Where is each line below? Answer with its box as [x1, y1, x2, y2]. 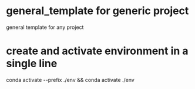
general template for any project [6, 24, 84, 31]
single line [6, 57, 58, 70]
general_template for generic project [6, 4, 189, 18]
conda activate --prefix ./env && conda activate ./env [6, 76, 135, 83]
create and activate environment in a [6, 44, 189, 58]
